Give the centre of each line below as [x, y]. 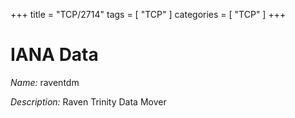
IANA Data [54, 55]
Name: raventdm [45, 82]
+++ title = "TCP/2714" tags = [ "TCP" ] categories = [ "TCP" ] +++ [148, 14]
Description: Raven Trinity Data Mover [88, 101]
